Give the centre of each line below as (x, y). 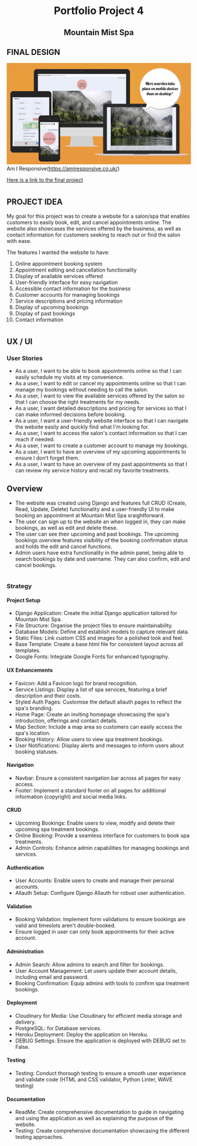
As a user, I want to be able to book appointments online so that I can (98, 371)
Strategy (19, 586)
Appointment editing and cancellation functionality (76, 270)
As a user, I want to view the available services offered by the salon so (100, 396)
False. (22, 1047)
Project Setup (24, 600)
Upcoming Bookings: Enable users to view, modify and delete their (95, 823)
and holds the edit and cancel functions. (64, 546)
